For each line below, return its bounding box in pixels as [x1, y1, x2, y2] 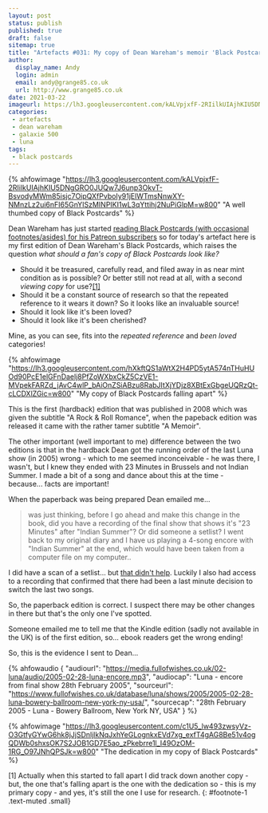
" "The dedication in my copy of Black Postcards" [95, 747, 258, 756]
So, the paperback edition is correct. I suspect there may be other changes [8, 600, 255, 610]
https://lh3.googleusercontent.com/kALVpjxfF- [65, 175, 219, 184]
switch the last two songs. [8, 585, 94, 594]
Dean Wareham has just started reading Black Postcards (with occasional [8, 224, 250, 234]
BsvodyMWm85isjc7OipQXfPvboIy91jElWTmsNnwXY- [8, 191, 185, 201]
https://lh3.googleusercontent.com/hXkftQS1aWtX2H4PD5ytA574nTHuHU [11, 364, 255, 373]
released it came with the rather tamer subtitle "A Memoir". [8, 421, 202, 431]
